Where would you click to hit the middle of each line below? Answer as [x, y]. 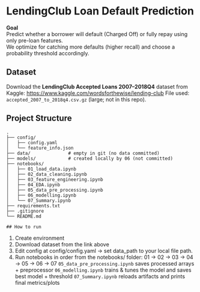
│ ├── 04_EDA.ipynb [33, 184]
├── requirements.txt [33, 205]
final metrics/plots [37, 282]
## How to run [24, 227]
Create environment [40, 238]
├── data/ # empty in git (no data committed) [83, 153]
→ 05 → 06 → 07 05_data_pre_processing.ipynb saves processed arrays [105, 263]
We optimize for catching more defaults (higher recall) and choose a [91, 47]
